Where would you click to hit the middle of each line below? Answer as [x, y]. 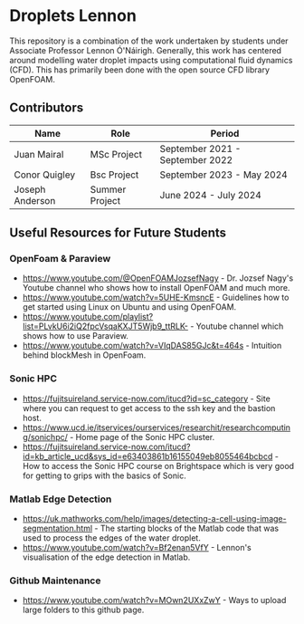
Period [225, 133]
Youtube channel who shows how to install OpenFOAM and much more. [156, 288]
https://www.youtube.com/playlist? [88, 317]
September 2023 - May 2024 [223, 175]
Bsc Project [114, 175]
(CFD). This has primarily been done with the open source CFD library [139, 70]
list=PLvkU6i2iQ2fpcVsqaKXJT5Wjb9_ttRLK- [105, 326]
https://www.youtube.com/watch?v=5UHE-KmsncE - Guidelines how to [156, 298]
